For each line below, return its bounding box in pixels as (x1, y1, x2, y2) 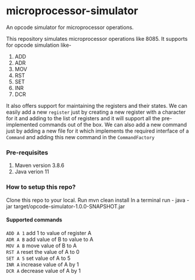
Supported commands (6, 216, 63, 223)
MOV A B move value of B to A (6, 242, 77, 249)
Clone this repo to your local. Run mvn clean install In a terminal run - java (6, 197, 186, 204)
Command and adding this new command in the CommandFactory (6, 133, 155, 140)
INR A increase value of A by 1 (6, 260, 79, 268)
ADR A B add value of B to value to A (6, 236, 93, 243)
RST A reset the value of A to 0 (6, 248, 80, 255)
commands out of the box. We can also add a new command (39, 121, 187, 128)
